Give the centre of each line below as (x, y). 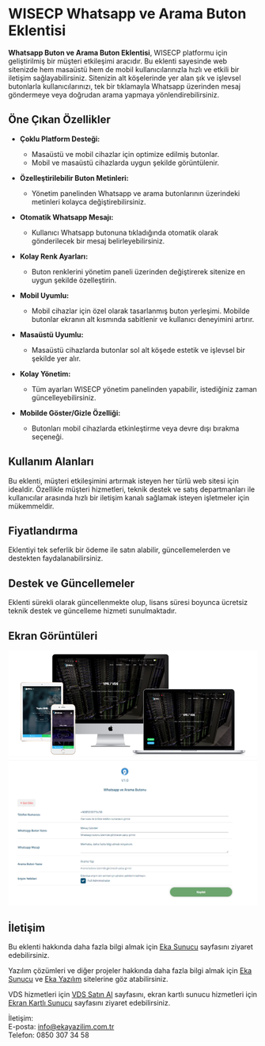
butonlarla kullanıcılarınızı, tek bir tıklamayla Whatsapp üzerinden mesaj (125, 86)
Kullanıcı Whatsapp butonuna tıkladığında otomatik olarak (125, 232)
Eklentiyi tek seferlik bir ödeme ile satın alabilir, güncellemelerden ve (119, 550)
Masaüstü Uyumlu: (52, 335)
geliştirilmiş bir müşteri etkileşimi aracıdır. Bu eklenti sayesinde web (118, 61)
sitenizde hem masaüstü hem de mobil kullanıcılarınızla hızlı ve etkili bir (124, 69)
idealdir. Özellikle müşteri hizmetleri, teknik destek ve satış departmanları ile (132, 489)
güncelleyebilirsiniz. (64, 397)
